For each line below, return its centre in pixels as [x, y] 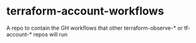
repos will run [51, 34]
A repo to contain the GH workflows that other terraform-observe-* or [95, 28]
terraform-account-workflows [85, 11]
